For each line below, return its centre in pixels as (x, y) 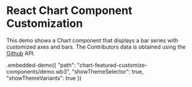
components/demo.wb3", (38, 71)
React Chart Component (69, 11)
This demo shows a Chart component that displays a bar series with (92, 40)
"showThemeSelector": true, (108, 71)
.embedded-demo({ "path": (41, 65)
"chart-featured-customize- (112, 65)
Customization (44, 23)
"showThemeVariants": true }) (44, 78)
